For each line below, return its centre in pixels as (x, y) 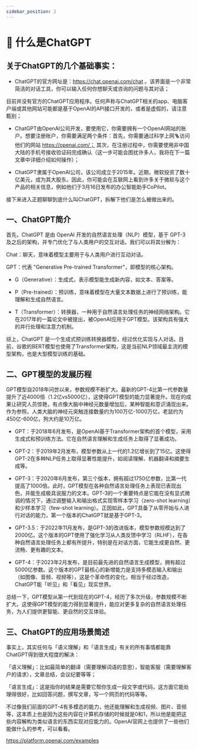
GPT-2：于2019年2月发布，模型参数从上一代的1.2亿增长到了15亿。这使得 (103, 451)
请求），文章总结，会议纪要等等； (56, 675)
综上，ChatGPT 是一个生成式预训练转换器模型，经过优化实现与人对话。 (93, 339)
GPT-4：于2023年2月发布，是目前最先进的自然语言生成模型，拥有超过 (100, 562)
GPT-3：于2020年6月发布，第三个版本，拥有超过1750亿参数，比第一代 (101, 479)
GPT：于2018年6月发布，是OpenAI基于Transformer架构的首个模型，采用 (103, 431)
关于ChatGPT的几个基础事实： (62, 66)
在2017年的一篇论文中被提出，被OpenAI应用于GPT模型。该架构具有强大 (102, 319)
